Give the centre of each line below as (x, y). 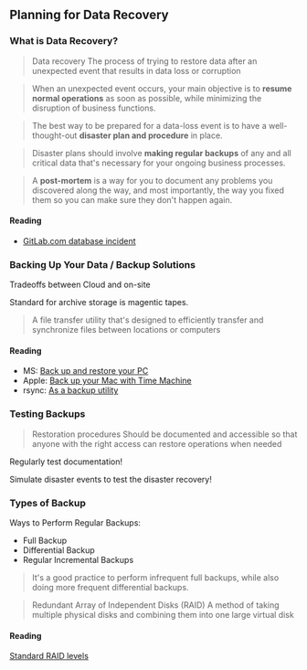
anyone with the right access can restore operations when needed (157, 443)
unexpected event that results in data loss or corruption (136, 70)
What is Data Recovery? (64, 41)
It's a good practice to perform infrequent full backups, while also (155, 577)
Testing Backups (48, 414)
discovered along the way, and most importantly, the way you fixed (158, 190)
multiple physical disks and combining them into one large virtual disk (163, 614)
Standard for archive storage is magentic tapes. (99, 303)
